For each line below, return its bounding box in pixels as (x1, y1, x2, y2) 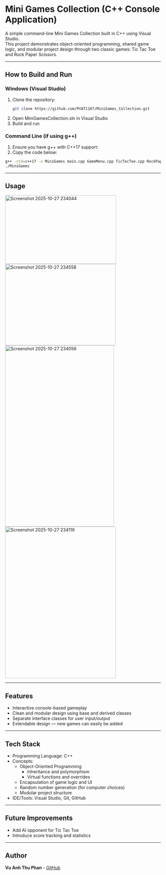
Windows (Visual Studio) (5, 85, 66, 92)
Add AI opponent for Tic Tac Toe (12, 827, 79, 833)
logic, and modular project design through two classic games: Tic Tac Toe (5, 46, 156, 52)
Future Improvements (5, 814, 73, 822)
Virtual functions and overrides (27, 774, 90, 780)
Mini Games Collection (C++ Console (5, 3, 160, 15)
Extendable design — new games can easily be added (12, 721, 123, 727)
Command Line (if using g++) (5, 133, 77, 140)
